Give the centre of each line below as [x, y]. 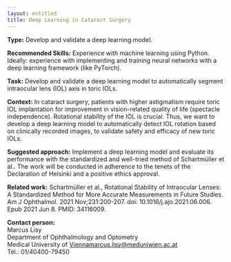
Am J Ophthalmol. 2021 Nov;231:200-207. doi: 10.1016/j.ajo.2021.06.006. [110, 201]
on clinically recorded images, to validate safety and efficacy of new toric [111, 131]
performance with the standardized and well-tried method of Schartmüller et [116, 159]
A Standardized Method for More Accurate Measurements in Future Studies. [115, 194]
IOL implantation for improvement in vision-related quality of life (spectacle [113, 109]
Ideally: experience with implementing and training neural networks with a [112, 60]
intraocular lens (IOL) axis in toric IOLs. [62, 88]
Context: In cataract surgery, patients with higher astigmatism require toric [114, 101]
